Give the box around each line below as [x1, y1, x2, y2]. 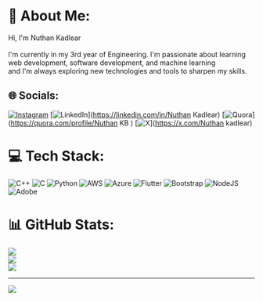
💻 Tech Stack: [8, 147, 105, 165]
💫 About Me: [8, 7, 91, 25]
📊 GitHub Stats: [8, 216, 115, 234]
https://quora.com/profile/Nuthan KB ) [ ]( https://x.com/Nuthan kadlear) [10, 118, 253, 128]
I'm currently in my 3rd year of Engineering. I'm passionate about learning [8, 49, 247, 59]
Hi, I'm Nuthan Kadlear [8, 33, 81, 42]
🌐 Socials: [8, 89, 59, 103]
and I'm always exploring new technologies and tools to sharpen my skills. [8, 66, 248, 75]
